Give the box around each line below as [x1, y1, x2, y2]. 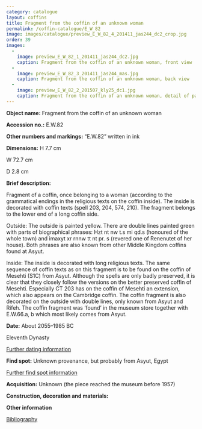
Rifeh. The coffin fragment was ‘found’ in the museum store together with [6, 304, 188, 311]
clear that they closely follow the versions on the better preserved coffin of [6, 278, 192, 286]
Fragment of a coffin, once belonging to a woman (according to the [6, 191, 173, 198]
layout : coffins [6, 14, 47, 20]
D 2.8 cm [6, 168, 29, 175]
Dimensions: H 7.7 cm [6, 144, 61, 151]
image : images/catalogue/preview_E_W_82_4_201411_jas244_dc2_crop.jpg [6, 31, 187, 37]
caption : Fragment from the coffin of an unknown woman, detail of [17, 93, 189, 99]
